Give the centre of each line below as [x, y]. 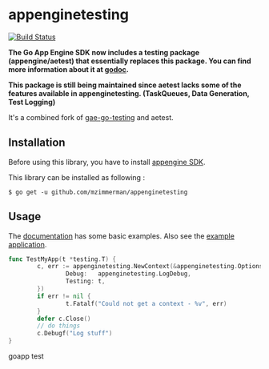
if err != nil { [64, 296]
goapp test [26, 356]
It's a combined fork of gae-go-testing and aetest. [91, 117]
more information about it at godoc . [69, 69]
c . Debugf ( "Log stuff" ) [75, 334]
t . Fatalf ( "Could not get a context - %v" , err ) [146, 303]
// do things [59, 326]
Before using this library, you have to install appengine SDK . [107, 162]
